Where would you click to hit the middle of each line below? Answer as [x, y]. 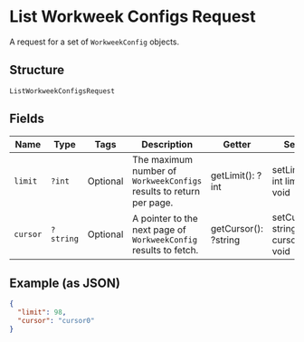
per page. [153, 203]
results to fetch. [166, 250]
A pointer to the [166, 218]
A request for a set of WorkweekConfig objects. [95, 42]
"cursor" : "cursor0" [56, 321]
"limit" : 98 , [42, 313]
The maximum [162, 159]
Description [167, 144]
